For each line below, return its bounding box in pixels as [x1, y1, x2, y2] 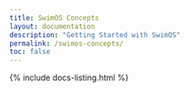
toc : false [9, 47, 51, 56]
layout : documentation [9, 22, 95, 31]
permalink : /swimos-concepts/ [9, 38, 124, 48]
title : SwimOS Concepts [9, 13, 100, 23]
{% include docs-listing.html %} [9, 72, 129, 83]
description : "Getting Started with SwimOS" [9, 30, 181, 39]
